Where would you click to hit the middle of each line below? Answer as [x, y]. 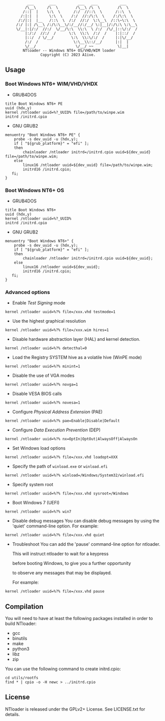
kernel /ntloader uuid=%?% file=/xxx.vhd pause [55, 591]
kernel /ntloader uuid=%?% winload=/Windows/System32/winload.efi [75, 475]
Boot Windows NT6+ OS [35, 190]
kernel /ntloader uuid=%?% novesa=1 [43, 403]
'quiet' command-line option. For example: [55, 526]
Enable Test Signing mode [39, 303]
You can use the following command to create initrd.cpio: [63, 669]
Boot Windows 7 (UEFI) [36, 503]
